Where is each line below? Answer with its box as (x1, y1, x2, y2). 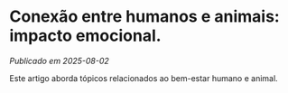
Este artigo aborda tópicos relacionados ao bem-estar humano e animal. (9, 72, 278, 83)
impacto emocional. (9, 25, 162, 46)
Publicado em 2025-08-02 (9, 55, 110, 66)
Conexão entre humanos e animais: (9, 6, 280, 27)
